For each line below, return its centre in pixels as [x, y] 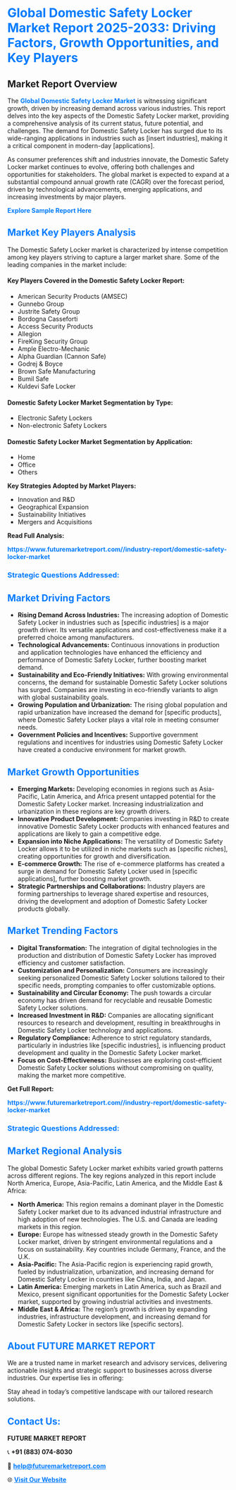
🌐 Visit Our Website [37, 1480]
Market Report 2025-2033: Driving [112, 28]
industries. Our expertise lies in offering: [66, 1378]
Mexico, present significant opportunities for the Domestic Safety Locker [123, 1294]
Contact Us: [34, 1421]
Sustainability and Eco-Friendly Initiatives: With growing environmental [123, 675]
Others [27, 472]
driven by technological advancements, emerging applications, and [105, 189]
